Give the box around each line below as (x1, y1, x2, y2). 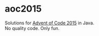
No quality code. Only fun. (5, 25, 60, 31)
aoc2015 (5, 3, 42, 15)
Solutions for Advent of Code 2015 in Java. (5, 20, 94, 26)
